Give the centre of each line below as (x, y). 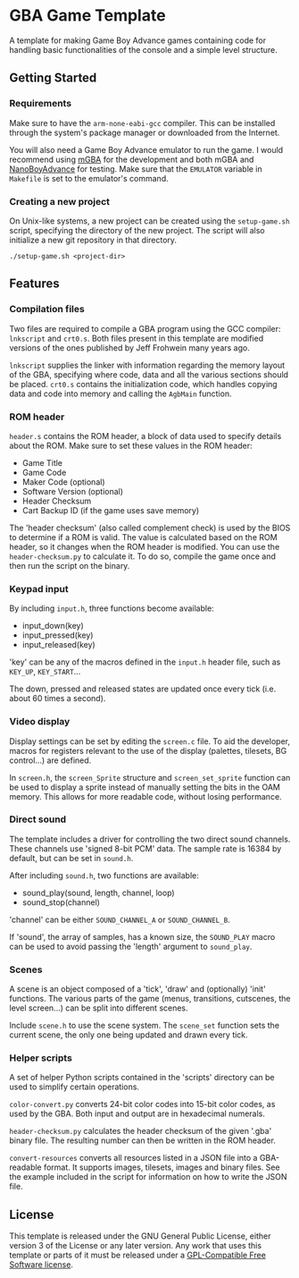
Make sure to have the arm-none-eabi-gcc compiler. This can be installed (142, 123)
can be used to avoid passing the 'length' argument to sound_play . (131, 946)
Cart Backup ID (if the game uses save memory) (111, 510)
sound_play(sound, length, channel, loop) (99, 893)
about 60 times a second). (58, 698)
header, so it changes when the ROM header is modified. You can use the (145, 546)
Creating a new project (59, 201)
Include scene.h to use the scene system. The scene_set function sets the (144, 1026)
